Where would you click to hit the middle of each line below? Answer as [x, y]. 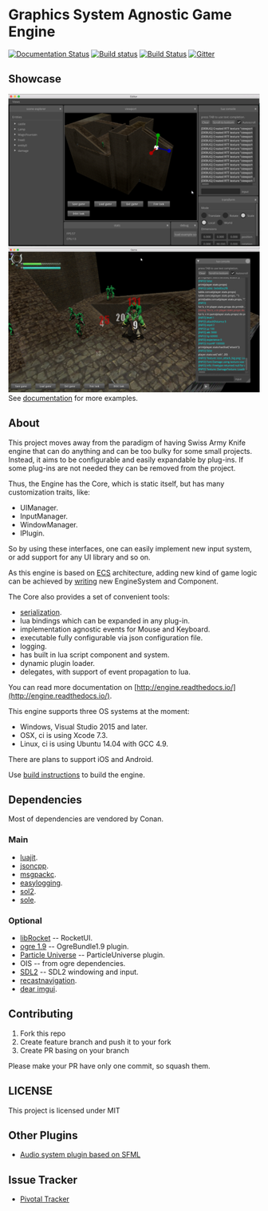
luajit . [29, 857]
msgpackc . [38, 874]
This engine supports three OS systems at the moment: [99, 711]
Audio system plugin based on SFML [80, 1155]
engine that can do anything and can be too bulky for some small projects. [130, 451]
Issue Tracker [43, 1179]
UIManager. [39, 507]
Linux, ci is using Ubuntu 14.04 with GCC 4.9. [94, 744]
